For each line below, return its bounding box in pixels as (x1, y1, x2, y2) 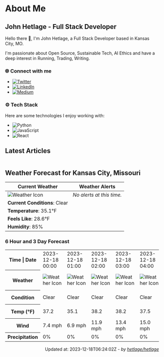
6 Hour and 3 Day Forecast (5, 238, 70, 245)
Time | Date (9, 256, 37, 263)
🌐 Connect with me (5, 67, 52, 74)
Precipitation (7, 334, 38, 341)
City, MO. (5, 41, 24, 47)
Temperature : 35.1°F (7, 207, 57, 214)
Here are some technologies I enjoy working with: (5, 112, 105, 118)
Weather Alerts (79, 183, 116, 190)
